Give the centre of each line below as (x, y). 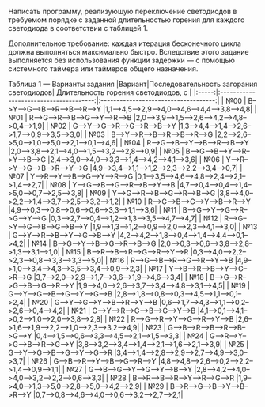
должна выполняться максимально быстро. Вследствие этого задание (129, 52)
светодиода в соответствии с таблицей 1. (78, 28)
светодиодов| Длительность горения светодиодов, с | (100, 92)
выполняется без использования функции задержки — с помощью (122, 60)
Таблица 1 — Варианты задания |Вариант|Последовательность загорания (133, 84)
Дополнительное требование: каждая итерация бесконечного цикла (125, 43)
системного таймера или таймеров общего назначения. (103, 69)
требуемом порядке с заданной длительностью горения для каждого (127, 20)
